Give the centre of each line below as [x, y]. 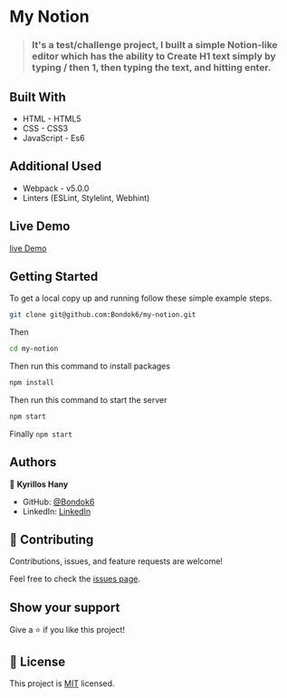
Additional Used [56, 166]
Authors [33, 462]
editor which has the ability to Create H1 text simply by [153, 56]
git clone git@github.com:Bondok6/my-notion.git [103, 315]
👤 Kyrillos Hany [39, 484]
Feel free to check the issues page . [75, 579]
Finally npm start [41, 434]
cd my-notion [34, 349]
